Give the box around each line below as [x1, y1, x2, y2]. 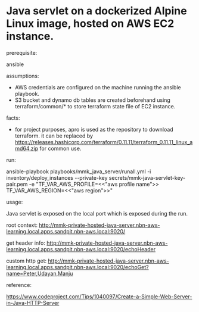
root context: [6, 221, 38, 229]
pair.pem [6, 180, 28, 188]
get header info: [6, 239, 46, 247]
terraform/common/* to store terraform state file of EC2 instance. [14, 102, 176, 110]
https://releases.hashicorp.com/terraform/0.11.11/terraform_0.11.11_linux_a [14, 138, 193, 145]
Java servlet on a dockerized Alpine [6, 4, 187, 18]
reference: [6, 281, 32, 288]
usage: [6, 198, 23, 205]
